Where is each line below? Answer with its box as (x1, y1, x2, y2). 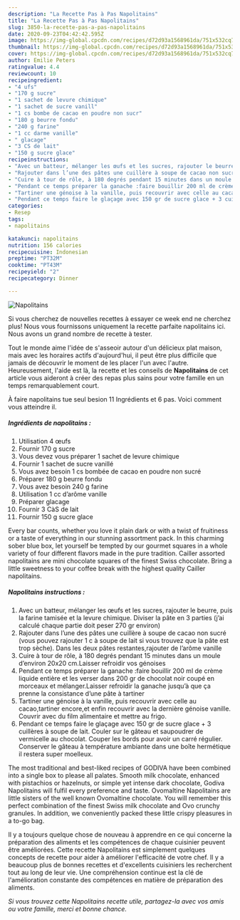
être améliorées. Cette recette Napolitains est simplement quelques (8, 845, 206, 854)
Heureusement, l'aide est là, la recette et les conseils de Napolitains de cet (8, 366, 229, 375)
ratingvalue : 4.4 (8, 63, 60, 70)
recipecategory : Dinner (8, 275, 79, 282)
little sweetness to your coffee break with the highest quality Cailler (8, 564, 206, 573)
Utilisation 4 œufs (18, 437, 71, 445)
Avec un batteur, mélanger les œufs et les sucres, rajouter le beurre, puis (18, 606, 233, 615)
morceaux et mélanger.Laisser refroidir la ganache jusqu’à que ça (18, 681, 211, 690)
